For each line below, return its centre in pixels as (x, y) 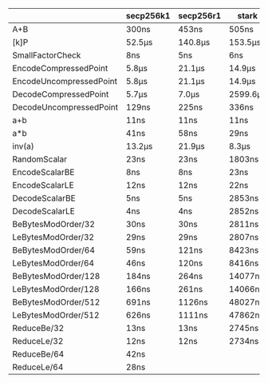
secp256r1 (200, 16)
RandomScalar (40, 159)
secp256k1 (148, 16)
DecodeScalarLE (44, 211)
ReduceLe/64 (38, 367)
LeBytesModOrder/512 (56, 315)
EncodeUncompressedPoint (65, 81)
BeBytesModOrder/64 (54, 250)
